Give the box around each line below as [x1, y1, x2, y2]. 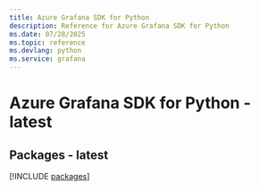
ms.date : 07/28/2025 [9, 29, 87, 38]
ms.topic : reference [9, 37, 87, 47]
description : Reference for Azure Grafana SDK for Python [9, 21, 230, 30]
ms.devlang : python [9, 46, 82, 55]
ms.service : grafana [9, 54, 87, 63]
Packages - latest [9, 147, 109, 162]
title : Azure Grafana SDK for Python [9, 12, 150, 22]
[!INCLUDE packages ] [9, 171, 90, 181]
